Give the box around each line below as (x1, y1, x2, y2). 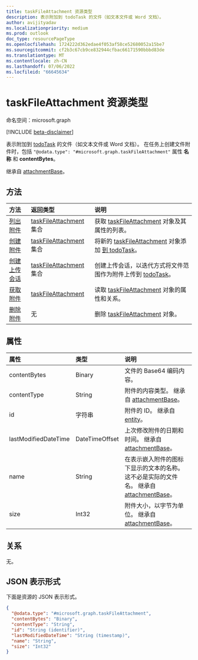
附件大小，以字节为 (124, 501, 178, 510)
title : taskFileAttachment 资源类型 (6, 8, 93, 15)
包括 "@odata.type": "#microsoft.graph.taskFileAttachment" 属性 (21, 148, 183, 155)
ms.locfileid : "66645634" (6, 69, 70, 75)
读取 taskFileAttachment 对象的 (94, 286, 181, 293)
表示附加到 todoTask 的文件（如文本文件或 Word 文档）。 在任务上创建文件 (6, 141, 186, 148)
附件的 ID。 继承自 (124, 406, 176, 414)
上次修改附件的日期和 (124, 426, 184, 434)
